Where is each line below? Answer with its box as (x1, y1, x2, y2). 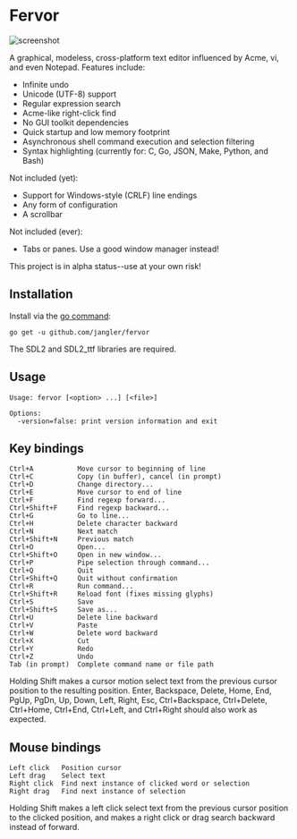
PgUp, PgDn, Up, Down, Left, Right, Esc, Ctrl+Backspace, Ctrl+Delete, (9, 695, 268, 706)
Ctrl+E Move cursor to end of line (9, 488, 182, 497)
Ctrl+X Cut (9, 637, 90, 646)
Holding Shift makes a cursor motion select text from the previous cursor (9, 676, 277, 687)
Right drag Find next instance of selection (9, 787, 186, 796)
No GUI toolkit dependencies (21, 117, 130, 128)
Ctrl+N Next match (9, 527, 118, 537)
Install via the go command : (9, 310, 112, 321)
